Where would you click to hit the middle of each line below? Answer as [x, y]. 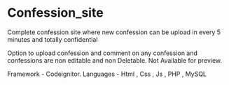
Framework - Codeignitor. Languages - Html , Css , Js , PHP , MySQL [107, 74]
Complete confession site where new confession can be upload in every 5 [114, 32]
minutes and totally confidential [53, 39]
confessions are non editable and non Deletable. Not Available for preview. [115, 60]
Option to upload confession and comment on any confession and [103, 53]
